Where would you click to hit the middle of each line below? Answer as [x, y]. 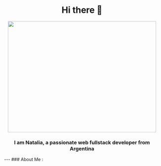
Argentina [82, 149]
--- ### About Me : [24, 160]
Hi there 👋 [82, 10]
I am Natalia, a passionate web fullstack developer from [82, 142]
